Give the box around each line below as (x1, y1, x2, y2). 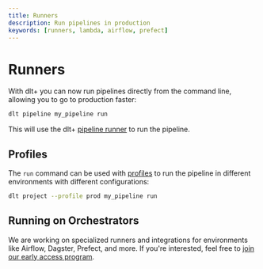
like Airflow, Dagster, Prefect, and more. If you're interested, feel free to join (8, 243, 255, 253)
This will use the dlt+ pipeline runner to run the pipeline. (8, 124, 190, 134)
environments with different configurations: (8, 177, 150, 186)
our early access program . (8, 252, 95, 261)
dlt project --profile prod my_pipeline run (8, 192, 158, 200)
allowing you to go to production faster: (8, 95, 137, 104)
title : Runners (8, 11, 59, 20)
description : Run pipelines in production (8, 19, 151, 27)
